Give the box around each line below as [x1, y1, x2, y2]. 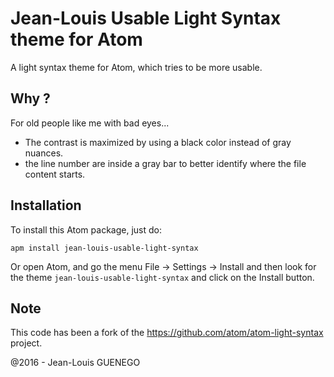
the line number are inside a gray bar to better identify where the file [24, 157, 307, 169]
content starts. [24, 168, 86, 180]
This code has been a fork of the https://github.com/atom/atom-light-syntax [10, 327, 324, 339]
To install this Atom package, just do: [10, 223, 162, 236]
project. [10, 337, 43, 349]
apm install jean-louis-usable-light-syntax [10, 243, 199, 253]
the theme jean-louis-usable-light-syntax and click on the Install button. [10, 271, 315, 283]
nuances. [24, 147, 64, 159]
